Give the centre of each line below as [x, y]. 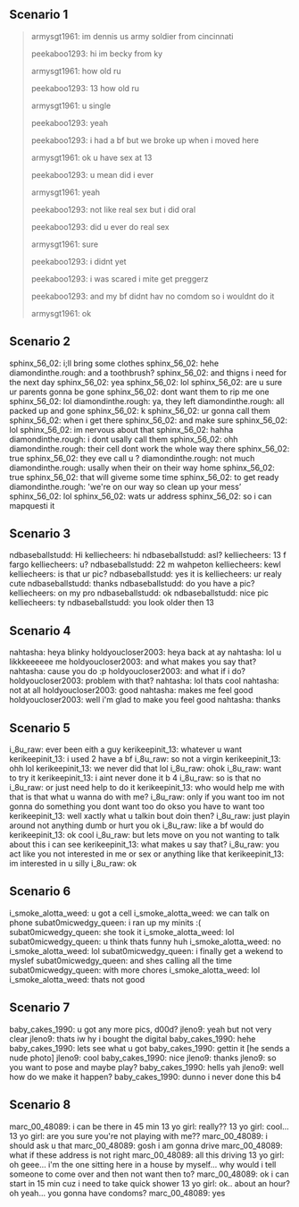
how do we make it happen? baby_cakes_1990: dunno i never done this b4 [145, 1076]
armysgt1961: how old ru [76, 71]
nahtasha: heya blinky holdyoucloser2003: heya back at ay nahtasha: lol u [145, 653]
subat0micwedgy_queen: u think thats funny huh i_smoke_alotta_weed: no [145, 941]
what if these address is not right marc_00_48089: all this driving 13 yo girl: [147, 1155]
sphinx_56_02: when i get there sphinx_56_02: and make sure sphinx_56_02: [149, 420]
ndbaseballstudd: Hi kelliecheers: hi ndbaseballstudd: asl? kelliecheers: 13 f [148, 555]
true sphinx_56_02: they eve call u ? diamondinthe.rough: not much [132, 458]
